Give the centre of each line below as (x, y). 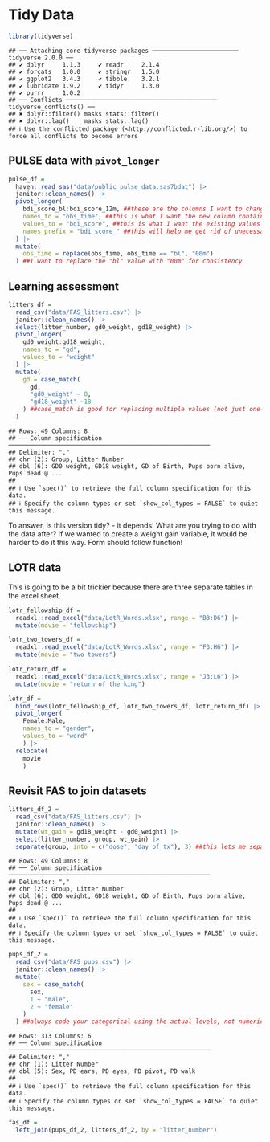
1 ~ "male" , (49, 999)
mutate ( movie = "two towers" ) (66, 655)
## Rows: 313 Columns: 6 (50, 1036)
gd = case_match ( (52, 379)
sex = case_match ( (53, 984)
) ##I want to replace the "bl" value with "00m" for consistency (129, 261)
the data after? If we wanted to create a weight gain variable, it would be (128, 534)
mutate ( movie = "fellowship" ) (66, 625)
